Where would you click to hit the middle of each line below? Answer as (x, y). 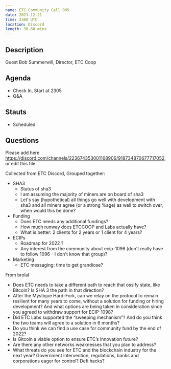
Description (24, 50)
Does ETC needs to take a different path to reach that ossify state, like (86, 285)
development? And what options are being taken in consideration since (87, 307)
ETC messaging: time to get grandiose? (62, 265)
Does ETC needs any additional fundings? (64, 222)
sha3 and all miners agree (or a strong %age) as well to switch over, (92, 205)
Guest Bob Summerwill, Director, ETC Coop (51, 62)
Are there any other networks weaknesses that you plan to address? (84, 345)
